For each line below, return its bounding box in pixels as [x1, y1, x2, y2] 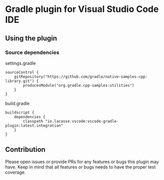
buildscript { [5, 110, 35, 115]
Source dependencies [5, 49, 60, 56]
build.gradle [5, 100, 30, 106]
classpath [23, 119, 43, 124]
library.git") [5, 78, 35, 83]
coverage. [5, 169, 26, 175]
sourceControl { [5, 70, 39, 75]
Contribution [5, 146, 46, 154]
